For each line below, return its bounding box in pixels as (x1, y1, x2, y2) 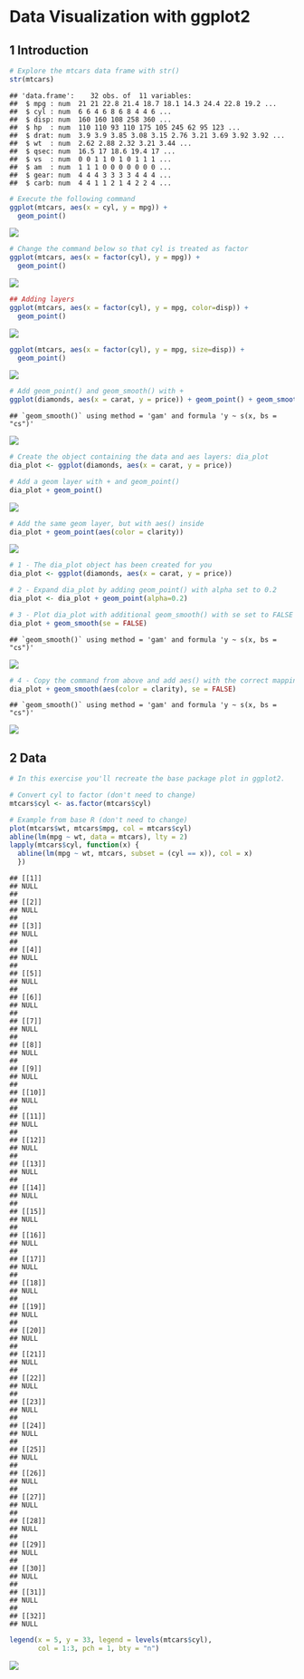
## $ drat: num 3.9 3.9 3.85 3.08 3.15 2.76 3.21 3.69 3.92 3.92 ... (9, 131, 285, 140)
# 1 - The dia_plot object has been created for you (9, 560, 213, 570)
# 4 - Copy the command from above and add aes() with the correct (9, 675, 270, 685)
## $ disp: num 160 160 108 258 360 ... (9, 115, 172, 124)
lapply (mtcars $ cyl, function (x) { (9, 840, 140, 849)
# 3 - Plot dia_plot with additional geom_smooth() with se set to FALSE (9, 610, 294, 619)
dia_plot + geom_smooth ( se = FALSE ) (9, 618, 147, 627)
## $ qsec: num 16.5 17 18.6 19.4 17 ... (9, 147, 176, 156)
